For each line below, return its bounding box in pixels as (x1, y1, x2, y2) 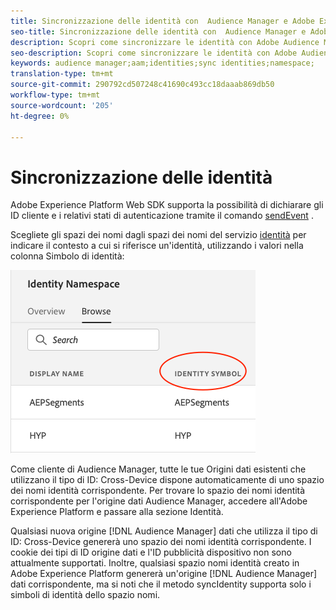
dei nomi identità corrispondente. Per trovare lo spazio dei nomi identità (10, 485, 306, 497)
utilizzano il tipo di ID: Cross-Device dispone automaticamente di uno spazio (10, 474, 325, 486)
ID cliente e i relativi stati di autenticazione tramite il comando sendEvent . (10, 210, 314, 222)
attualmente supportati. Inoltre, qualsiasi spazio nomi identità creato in (10, 557, 300, 569)
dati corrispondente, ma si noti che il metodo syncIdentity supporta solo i (10, 578, 312, 590)
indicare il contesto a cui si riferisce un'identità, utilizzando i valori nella (10, 240, 304, 252)
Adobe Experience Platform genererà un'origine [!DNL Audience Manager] (10, 568, 318, 580)
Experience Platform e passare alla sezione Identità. (10, 506, 224, 518)
